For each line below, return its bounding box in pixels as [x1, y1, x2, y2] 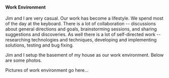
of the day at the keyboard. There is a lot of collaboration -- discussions [5, 21, 156, 27]
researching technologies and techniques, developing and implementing [5, 37, 157, 43]
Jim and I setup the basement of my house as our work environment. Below [5, 52, 164, 58]
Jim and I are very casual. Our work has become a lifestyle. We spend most [5, 15, 164, 21]
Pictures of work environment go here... [5, 67, 89, 73]
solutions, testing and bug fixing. [5, 42, 74, 48]
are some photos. [5, 57, 42, 63]
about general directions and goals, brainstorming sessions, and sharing [5, 26, 157, 32]
